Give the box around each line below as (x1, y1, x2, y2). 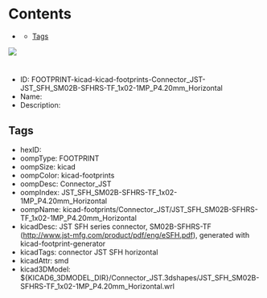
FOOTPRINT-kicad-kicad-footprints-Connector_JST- (31, 75, 207, 84)
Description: (19, 100, 61, 110)
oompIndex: (19, 187, 60, 197)
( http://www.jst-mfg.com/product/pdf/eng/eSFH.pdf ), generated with (19, 230, 250, 239)
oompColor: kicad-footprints (19, 170, 115, 180)
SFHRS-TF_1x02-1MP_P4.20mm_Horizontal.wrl (19, 281, 175, 291)
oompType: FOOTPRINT (19, 153, 100, 163)
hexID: (19, 145, 42, 154)
